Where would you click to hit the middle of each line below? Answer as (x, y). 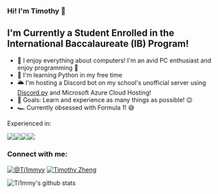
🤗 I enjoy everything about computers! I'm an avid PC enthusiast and (114, 60)
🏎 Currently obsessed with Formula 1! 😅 (76, 107)
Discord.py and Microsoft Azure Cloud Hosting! (84, 93)
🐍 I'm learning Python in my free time (69, 75)
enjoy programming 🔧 (48, 67)
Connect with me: (37, 154)
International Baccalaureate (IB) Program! (98, 44)
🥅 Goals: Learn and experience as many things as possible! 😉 (105, 99)
